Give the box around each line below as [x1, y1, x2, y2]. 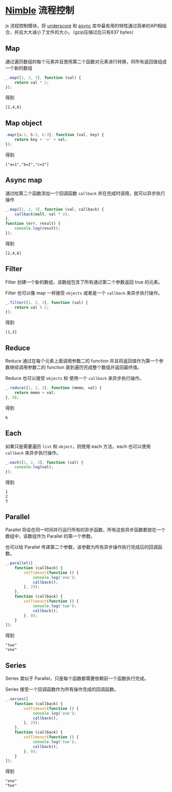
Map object [5, 118, 42, 127]
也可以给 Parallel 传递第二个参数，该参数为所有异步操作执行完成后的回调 [5, 544, 158, 550]
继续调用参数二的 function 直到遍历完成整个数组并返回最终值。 [9, 364, 142, 371]
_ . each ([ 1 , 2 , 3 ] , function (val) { [5, 460, 83, 465]
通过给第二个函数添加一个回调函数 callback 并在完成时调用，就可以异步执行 [5, 190, 165, 196]
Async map [5, 176, 42, 185]
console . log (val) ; [14, 464, 54, 470]
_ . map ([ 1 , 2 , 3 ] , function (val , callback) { [5, 207, 104, 212]
